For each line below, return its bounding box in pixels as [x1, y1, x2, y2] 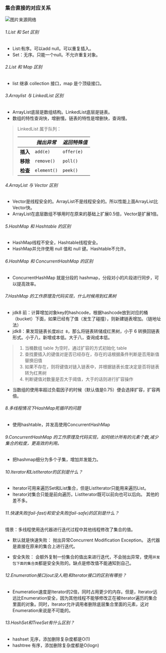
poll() [62, 158, 78, 164]
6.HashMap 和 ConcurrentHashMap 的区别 [5, 258, 93, 264]
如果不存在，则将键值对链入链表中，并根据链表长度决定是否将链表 [24, 364, 160, 370]
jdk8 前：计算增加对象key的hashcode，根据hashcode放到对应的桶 [12, 309, 149, 315]
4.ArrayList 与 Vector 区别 [5, 182, 58, 188]
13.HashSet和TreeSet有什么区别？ [5, 620, 75, 626]
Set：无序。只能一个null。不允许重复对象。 [12, 51, 101, 58]
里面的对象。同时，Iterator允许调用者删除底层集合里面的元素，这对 [12, 601, 149, 607]
